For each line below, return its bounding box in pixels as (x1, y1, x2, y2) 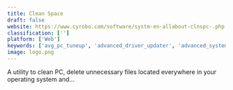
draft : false (7, 17, 45, 24)
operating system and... (7, 75, 75, 83)
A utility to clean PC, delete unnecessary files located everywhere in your (7, 67, 217, 76)
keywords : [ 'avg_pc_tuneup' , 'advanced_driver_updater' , (7, 42, 175, 49)
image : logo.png (7, 49, 54, 56)
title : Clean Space (7, 10, 64, 17)
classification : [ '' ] (7, 29, 70, 37)
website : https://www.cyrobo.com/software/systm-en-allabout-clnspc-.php (7, 23, 225, 30)
